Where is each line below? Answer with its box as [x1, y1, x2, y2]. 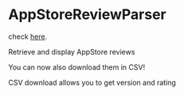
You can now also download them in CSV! [8, 62, 146, 72]
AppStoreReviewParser [8, 6, 166, 24]
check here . [8, 32, 48, 41]
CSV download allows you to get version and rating [8, 78, 177, 87]
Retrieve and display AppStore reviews [8, 47, 135, 56]
